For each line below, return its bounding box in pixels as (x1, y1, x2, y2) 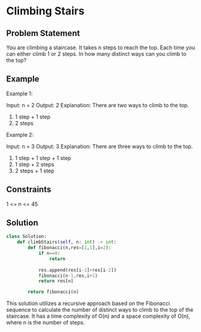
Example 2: (6, 131, 34, 138)
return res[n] (38, 278, 74, 284)
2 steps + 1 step (14, 167, 55, 174)
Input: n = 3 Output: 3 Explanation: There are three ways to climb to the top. (6, 143, 193, 150)
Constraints (6, 185, 52, 195)
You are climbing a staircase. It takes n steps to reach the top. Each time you (6, 44, 196, 51)
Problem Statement (6, 28, 80, 38)
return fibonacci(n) (28, 289, 79, 295)
